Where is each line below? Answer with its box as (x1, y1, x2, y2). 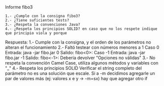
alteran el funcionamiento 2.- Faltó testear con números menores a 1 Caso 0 (5, 44, 160, 50)
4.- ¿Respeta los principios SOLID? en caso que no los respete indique (5, 26, 158, 31)
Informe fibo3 (5, 4, 33, 10)
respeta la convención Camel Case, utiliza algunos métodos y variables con (5, 60, 159, 65)
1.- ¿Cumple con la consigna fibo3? (5, 14, 80, 19)
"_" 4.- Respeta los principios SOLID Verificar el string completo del (5, 65, 142, 71)
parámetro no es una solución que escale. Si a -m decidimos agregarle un (5, 70, 155, 76)
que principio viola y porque (5, 31, 67, 36)
